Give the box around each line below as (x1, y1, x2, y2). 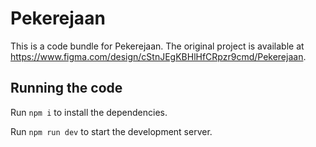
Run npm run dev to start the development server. (10, 125, 213, 137)
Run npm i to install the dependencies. (10, 106, 168, 118)
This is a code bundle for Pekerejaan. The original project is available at (10, 40, 305, 52)
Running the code (10, 80, 123, 97)
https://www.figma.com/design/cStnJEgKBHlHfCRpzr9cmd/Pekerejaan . (10, 50, 307, 62)
